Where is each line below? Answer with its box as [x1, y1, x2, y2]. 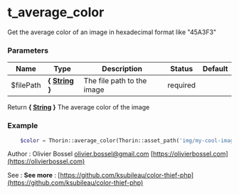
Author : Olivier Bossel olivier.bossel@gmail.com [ [7, 150, 154, 158]
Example [7, 121, 38, 131]
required [167, 80, 196, 90]
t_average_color [7, 4, 105, 21]
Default [202, 64, 228, 74]
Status [170, 64, 193, 74]
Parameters [7, 45, 48, 55]
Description [102, 64, 143, 74]
